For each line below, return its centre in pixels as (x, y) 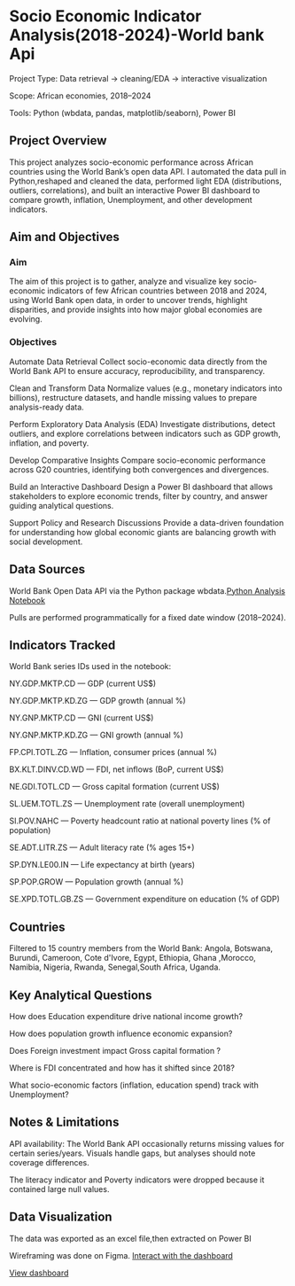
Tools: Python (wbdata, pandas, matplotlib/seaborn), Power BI (123, 113)
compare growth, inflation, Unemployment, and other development (131, 199)
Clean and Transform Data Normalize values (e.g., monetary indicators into (146, 388)
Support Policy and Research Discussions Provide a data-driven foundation (147, 522)
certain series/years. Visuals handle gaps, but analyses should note (132, 1153)
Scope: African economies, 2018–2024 (80, 96)
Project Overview (58, 140)
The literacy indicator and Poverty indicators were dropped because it (137, 1180)
